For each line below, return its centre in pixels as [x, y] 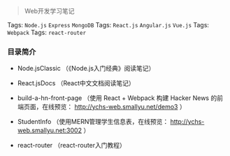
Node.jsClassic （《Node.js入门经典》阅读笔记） [86, 69]
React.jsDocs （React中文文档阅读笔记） [76, 83]
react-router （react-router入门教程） [71, 146]
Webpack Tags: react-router [46, 32]
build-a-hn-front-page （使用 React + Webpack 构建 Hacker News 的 [117, 98]
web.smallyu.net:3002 [50, 130]
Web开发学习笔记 [49, 11]
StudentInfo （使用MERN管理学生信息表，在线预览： [93, 122]
